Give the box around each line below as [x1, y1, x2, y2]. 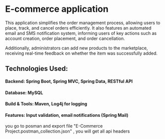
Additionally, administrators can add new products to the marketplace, [5, 45, 148, 51]
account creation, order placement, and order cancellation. [5, 35, 125, 41]
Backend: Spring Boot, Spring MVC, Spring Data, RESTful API [5, 78, 133, 84]
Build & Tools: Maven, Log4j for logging [5, 101, 87, 107]
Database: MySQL [5, 90, 43, 96]
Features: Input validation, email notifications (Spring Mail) [5, 112, 128, 118]
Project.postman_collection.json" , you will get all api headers [5, 128, 130, 134]
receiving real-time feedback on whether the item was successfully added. [5, 50, 158, 56]
